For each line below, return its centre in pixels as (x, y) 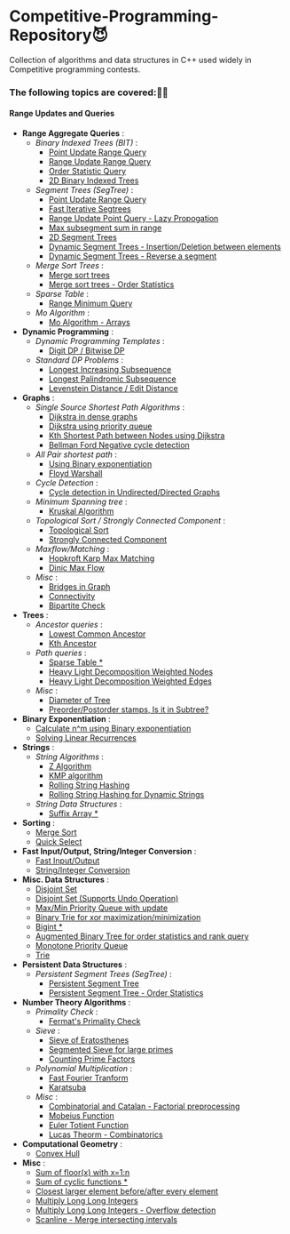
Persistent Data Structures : (74, 965)
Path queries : (61, 653)
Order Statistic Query (87, 172)
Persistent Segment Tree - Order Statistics (126, 993)
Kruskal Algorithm (81, 511)
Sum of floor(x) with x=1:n (82, 1173)
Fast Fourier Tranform (88, 1078)
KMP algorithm (76, 776)
